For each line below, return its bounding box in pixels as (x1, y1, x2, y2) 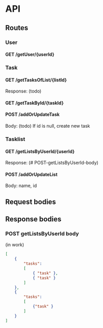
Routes (5, 24, 29, 32)
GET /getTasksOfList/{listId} (5, 77, 67, 83)
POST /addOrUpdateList (5, 171, 58, 177)
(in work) (5, 242, 24, 248)
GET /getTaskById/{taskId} (5, 100, 64, 106)
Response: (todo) (5, 88, 42, 95)
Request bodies (5, 197, 56, 206)
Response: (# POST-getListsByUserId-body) (5, 159, 98, 166)
